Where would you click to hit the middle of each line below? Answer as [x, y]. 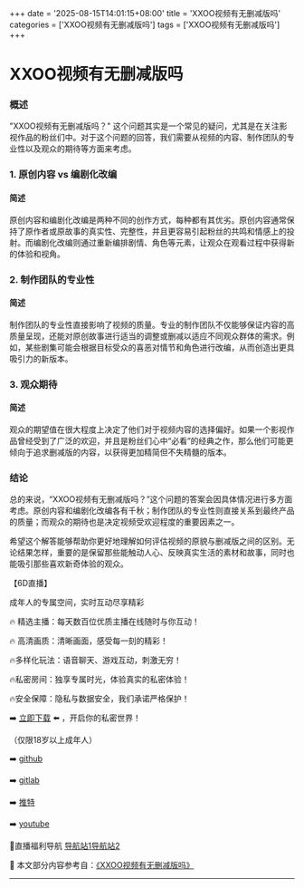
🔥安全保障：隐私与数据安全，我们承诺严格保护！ [100, 699]
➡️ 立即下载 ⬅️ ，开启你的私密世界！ [76, 718]
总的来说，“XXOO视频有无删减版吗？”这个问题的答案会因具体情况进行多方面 [151, 499]
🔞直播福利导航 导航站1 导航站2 [65, 846]
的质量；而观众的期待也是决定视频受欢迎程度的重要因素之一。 [124, 522]
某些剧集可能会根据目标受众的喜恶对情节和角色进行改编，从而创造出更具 [160, 347]
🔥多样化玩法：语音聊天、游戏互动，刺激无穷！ [96, 661]
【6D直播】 [31, 584]
